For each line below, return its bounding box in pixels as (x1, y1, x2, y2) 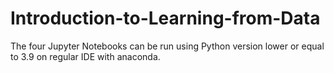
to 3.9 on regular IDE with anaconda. (10, 50, 161, 62)
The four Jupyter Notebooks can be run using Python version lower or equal (10, 40, 325, 52)
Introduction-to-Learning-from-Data (10, 7, 321, 30)
